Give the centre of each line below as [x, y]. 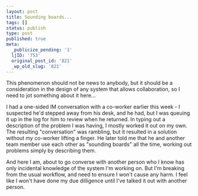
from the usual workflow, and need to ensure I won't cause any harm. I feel [97, 175]
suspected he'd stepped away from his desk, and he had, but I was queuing [98, 113]
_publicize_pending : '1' [42, 50]
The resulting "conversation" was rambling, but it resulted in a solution [92, 132]
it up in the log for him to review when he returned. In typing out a [86, 119]
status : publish [26, 28]
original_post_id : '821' [42, 61]
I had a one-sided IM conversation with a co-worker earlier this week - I [93, 107]
